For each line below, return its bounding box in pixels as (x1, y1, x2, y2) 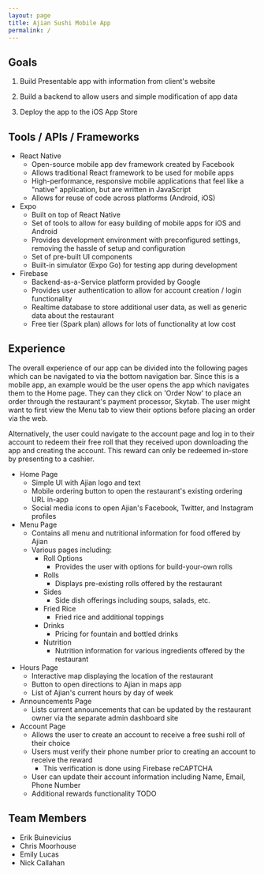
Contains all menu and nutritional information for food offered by (31, 528, 241, 538)
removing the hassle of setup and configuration (31, 244, 186, 253)
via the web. (8, 413, 48, 423)
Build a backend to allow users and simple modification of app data (19, 92, 238, 101)
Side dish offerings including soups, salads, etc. (54, 595, 210, 605)
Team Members (8, 812, 87, 825)
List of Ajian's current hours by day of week (31, 687, 173, 697)
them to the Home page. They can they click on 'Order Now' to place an (8, 388, 242, 398)
